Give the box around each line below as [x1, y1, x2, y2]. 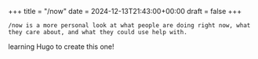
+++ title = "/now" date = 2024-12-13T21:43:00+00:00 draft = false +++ [8, 7, 242, 16]
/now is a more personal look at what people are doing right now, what [8, 22, 251, 29]
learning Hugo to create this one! [8, 42, 115, 51]
